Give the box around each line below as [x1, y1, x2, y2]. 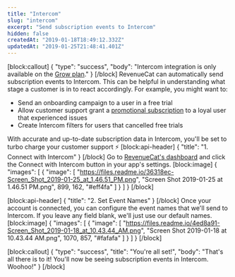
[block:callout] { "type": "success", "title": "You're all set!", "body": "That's [7, 247, 224, 256]
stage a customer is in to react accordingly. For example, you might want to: [7, 85, 228, 93]
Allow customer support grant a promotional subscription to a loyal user [17, 106, 227, 114]
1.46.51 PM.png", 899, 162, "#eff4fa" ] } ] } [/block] [7, 183, 154, 191]
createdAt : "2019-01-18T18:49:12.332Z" [7, 37, 125, 44]
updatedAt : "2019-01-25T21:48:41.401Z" [7, 43, 125, 50]
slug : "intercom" [7, 17, 59, 24]
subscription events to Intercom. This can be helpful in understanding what [7, 78, 226, 85]
